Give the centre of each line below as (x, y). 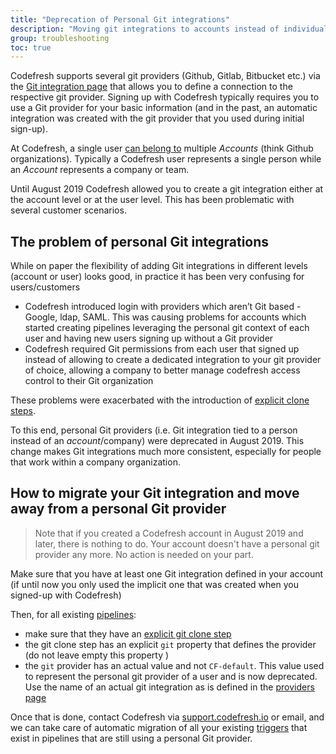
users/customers (45, 287)
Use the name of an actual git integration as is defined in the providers (169, 687)
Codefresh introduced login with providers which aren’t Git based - (163, 307)
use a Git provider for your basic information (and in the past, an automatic (164, 108)
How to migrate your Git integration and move (155, 493)
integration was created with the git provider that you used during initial (157, 118)
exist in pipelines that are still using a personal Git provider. (131, 738)
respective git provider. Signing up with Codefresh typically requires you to (165, 97)
